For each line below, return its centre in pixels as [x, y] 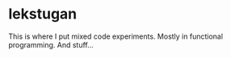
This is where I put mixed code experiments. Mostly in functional [116, 36]
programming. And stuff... [51, 44]
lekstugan [43, 14]
